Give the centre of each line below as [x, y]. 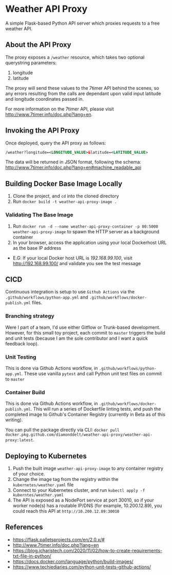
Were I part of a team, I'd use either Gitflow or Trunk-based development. [83, 327]
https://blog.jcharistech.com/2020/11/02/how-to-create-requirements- [88, 550]
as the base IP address [37, 248]
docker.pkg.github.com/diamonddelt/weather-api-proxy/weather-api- [79, 435]
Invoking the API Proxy [42, 131]
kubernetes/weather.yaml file [43, 485]
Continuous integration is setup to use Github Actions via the [70, 292]
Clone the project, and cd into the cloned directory [66, 196]
